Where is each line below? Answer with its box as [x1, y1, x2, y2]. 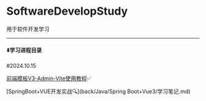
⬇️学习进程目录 [6, 46, 42, 53]
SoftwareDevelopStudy [6, 4, 128, 18]
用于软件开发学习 [6, 25, 50, 32]
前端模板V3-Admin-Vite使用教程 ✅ [6, 75, 92, 82]
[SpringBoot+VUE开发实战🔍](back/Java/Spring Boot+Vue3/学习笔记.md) [6, 88, 191, 95]
